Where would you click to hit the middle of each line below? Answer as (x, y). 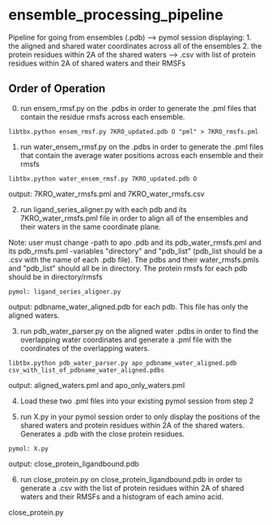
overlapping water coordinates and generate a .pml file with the (126, 339)
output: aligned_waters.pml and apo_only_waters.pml (97, 385)
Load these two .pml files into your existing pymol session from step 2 (137, 401)
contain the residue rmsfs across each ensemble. (102, 117)
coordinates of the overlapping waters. (85, 348)
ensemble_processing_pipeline (116, 15)
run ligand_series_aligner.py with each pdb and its (104, 209)
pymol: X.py (28, 448)
